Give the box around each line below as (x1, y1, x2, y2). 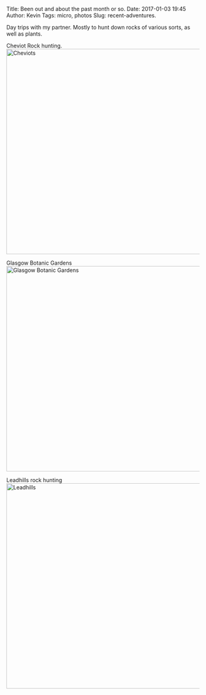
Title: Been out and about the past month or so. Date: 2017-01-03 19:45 (6, 6, 186, 12)
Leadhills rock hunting (6, 476, 63, 484)
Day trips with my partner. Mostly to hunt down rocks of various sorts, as (6, 24, 191, 31)
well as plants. (6, 30, 43, 37)
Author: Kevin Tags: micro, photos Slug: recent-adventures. (6, 12, 156, 19)
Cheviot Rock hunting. (6, 42, 63, 49)
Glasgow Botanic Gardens (6, 259, 72, 266)
